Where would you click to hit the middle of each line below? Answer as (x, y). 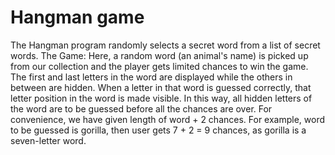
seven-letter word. (48, 140)
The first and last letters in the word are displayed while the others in (151, 77)
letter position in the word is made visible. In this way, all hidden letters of (161, 98)
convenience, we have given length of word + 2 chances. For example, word (168, 119)
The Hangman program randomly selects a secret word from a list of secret (165, 45)
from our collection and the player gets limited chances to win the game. (159, 66)
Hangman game (77, 17)
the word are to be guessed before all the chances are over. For (141, 108)
